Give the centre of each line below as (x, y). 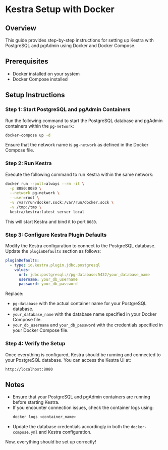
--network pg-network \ (35, 193)
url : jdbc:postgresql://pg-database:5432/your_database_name (84, 275)
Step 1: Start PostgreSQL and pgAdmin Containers (68, 109)
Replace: (14, 294)
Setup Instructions (35, 95)
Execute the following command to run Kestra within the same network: (79, 174)
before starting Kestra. (36, 402)
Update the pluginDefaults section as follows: (53, 251)
